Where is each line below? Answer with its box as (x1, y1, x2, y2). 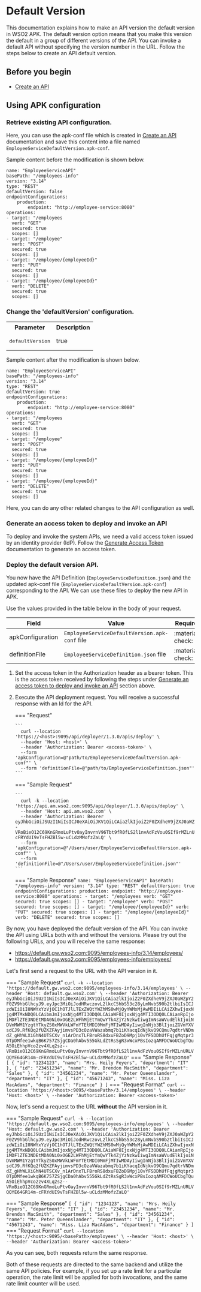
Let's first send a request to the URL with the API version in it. (6, 968, 158, 975)
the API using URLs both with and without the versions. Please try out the (6, 932, 187, 939)
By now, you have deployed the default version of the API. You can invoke (6, 925, 188, 932)
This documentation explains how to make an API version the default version (6, 24, 195, 31)
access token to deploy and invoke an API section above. (14, 682, 156, 689)
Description (56, 323, 91, 331)
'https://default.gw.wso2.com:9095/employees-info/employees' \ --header (6, 1121, 194, 1127)
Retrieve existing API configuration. (6, 118, 112, 127)
